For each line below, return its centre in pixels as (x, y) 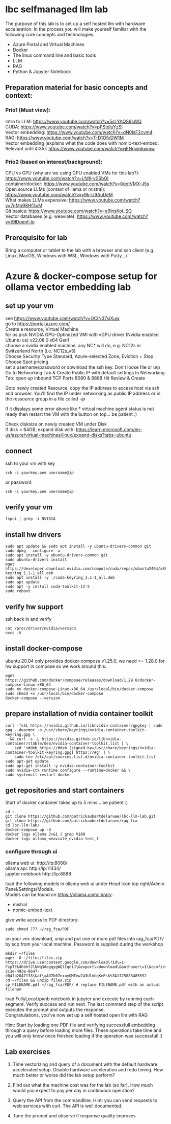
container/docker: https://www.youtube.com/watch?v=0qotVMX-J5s (77, 184)
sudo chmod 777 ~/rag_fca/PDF (37, 929)
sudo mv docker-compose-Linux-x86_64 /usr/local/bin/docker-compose (79, 689)
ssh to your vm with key (30, 463)
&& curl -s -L (25, 739)
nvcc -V (13, 633)
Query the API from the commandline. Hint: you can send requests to (85, 1100)
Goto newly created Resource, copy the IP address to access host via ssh (82, 388)
